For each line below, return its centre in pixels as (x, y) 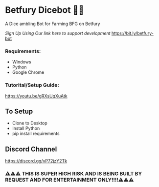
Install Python (26, 128)
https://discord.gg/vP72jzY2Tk (36, 161)
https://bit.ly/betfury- (133, 33)
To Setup (19, 111)
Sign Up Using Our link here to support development (58, 33)
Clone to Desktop (30, 123)
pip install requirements (36, 134)
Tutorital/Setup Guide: (32, 85)
